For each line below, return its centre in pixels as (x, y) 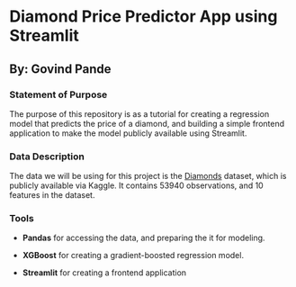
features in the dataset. (52, 195)
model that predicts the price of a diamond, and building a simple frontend (147, 123)
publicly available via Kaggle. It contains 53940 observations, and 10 (136, 185)
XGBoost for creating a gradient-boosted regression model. (133, 256)
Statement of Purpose (58, 94)
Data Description (47, 157)
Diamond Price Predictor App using (144, 17)
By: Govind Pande (60, 69)
